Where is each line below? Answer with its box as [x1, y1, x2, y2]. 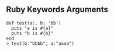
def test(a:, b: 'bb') [6, 20, 61, 26]
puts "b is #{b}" [11, 30, 54, 36]
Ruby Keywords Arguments [6, 5, 108, 15]
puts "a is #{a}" [11, 25, 54, 31]
